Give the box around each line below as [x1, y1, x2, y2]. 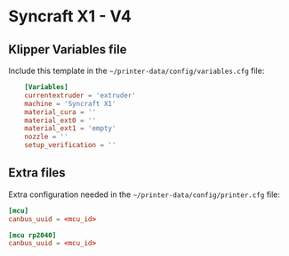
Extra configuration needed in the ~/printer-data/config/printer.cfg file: [8, 189, 281, 200]
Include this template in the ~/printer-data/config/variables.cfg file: [8, 65, 265, 76]
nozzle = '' [24, 132, 68, 142]
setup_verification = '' [24, 141, 116, 150]
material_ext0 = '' [24, 116, 97, 125]
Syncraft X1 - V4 [8, 6, 132, 27]
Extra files [8, 165, 66, 180]
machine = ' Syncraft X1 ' [24, 99, 116, 108]
